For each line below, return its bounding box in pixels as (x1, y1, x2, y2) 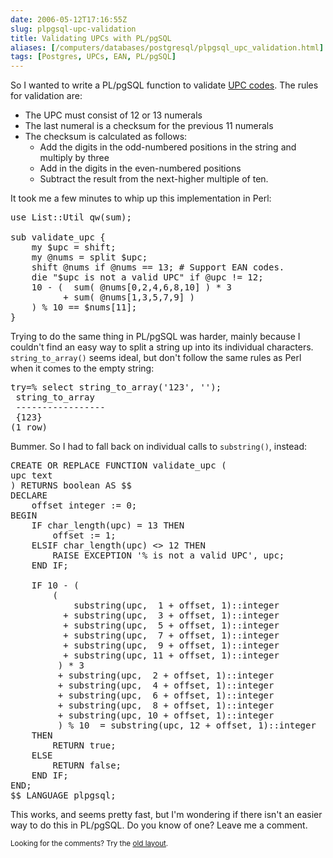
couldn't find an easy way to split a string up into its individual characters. (10, 341, 314, 353)
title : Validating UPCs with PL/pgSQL (10, 33, 172, 43)
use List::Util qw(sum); (10, 212, 132, 223)
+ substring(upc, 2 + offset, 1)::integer (57, 670, 275, 681)
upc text (10, 470, 53, 481)
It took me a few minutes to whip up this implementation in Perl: (10, 192, 272, 205)
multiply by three (39, 152, 110, 164)
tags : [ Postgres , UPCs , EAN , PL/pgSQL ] (10, 52, 177, 62)
